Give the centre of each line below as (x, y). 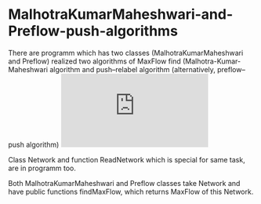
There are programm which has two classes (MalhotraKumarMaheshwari (126, 53)
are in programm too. (42, 168)
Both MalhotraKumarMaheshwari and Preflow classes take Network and (124, 183)
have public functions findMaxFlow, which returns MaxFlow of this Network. (131, 191)
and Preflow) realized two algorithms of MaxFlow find (95, 61)
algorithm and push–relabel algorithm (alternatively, (132, 69)
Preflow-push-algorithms (93, 31)
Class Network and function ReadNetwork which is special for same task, (127, 159)
